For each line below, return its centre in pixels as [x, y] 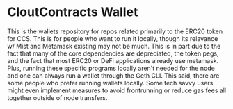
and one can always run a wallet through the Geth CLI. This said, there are [113, 75]
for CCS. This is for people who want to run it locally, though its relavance [113, 38]
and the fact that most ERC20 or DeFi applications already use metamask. [113, 60]
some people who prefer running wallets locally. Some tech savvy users [110, 83]
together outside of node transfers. [57, 97]
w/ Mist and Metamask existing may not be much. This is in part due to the [114, 46]
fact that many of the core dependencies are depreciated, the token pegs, [113, 53]
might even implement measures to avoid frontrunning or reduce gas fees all [117, 90]
